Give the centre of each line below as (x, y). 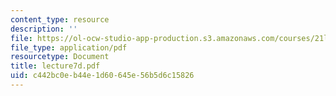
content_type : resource (60, 19)
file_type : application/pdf (69, 47)
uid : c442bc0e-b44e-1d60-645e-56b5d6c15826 (102, 76)
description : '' (44, 29)
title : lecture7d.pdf (55, 66)
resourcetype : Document (60, 57)
